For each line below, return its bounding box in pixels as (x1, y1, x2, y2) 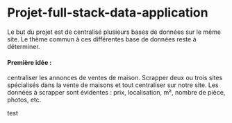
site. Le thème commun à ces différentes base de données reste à (7, 35, 197, 43)
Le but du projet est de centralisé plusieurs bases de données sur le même (7, 28, 221, 36)
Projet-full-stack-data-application (7, 5, 208, 21)
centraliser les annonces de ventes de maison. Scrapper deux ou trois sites (7, 74, 223, 82)
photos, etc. (7, 95, 42, 104)
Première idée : (7, 58, 52, 66)
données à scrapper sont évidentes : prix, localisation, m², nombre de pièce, (7, 88, 226, 97)
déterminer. (7, 42, 40, 50)
